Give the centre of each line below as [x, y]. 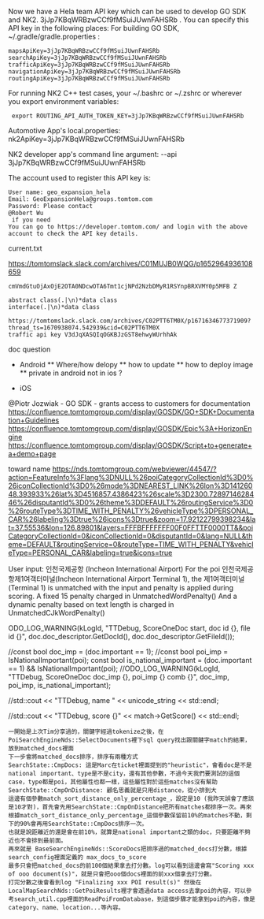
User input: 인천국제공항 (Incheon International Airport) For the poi [114, 569]
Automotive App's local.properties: [64, 130]
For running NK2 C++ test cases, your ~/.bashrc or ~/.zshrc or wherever [125, 93]
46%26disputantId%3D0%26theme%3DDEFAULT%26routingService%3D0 [131, 502]
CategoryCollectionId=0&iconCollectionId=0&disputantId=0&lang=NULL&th [130, 536]
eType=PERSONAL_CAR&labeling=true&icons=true [90, 553]
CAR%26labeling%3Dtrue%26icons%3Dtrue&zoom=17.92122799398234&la [132, 519]
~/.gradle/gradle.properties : [54, 36]
